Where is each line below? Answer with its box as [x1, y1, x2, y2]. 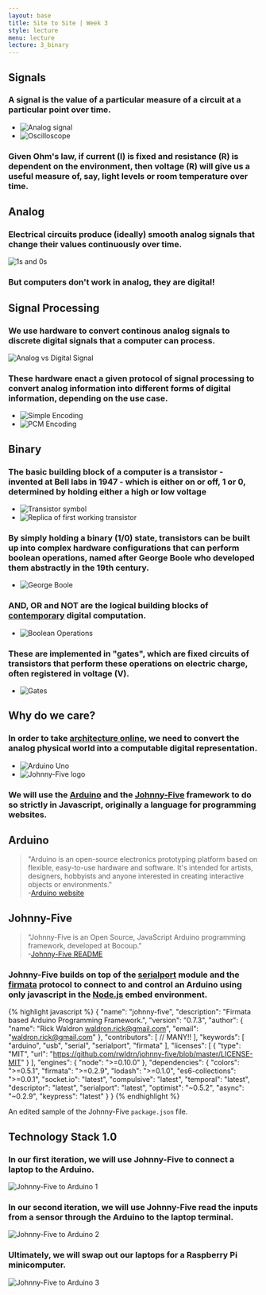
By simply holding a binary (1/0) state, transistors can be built [8, 532, 251, 543]
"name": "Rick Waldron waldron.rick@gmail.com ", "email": [8, 1024, 199, 1033]
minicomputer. [8, 1259, 66, 1270]
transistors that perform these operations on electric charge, [8, 657, 249, 669]
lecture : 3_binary [8, 41, 69, 49]
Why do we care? [8, 709, 96, 723]
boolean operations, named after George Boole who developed [8, 552, 256, 563]
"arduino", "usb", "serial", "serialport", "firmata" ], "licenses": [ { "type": [8, 1041, 241, 1050]
